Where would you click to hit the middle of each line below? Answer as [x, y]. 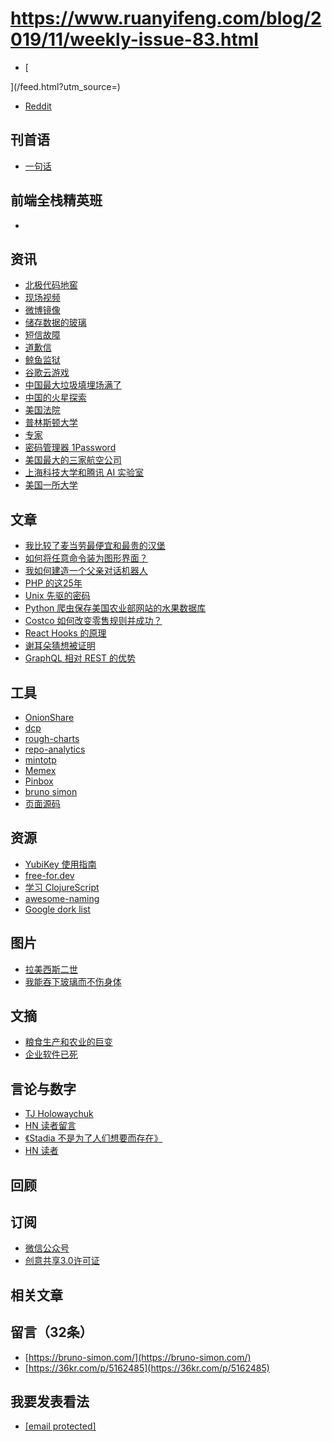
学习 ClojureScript [62, 887]
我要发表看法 [50, 1402]
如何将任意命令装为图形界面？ [86, 558]
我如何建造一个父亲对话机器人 [86, 571]
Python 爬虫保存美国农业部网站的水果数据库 [115, 608]
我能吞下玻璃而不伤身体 [73, 981]
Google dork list [57, 909]
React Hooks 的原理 [65, 633]
